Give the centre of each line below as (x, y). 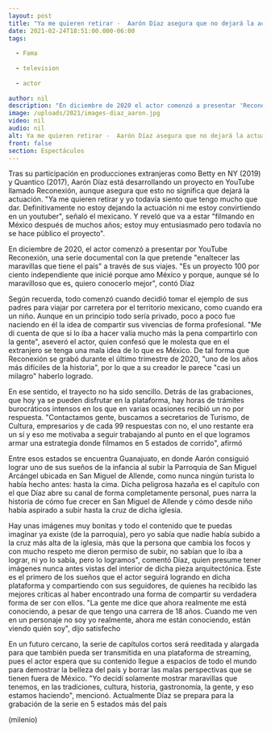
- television (38, 69)
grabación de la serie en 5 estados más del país (88, 704)
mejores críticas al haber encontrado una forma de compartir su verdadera (133, 594)
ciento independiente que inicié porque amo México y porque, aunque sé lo (134, 275)
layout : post (30, 16)
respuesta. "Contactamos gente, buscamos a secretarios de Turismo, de (129, 418)
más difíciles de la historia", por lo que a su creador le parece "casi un (125, 368)
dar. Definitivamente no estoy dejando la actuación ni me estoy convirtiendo (135, 208)
